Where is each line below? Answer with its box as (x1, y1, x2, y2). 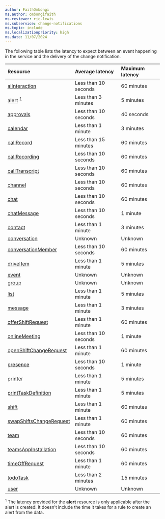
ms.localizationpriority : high (5, 30, 69, 35)
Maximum (121, 65, 145, 72)
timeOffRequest (7, 460, 44, 467)
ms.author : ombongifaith (5, 12, 56, 17)
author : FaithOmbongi (5, 7, 50, 12)
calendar (7, 125, 28, 132)
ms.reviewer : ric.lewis (5, 16, 54, 21)
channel (7, 182, 26, 188)
